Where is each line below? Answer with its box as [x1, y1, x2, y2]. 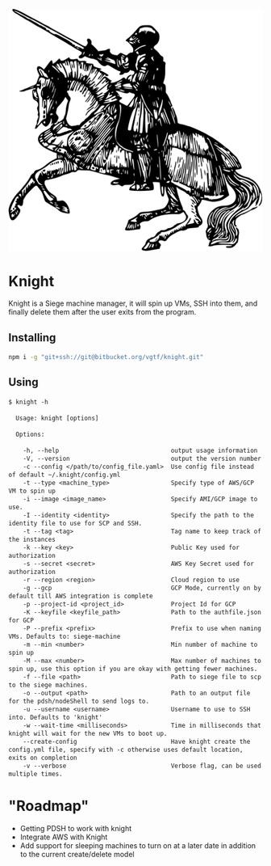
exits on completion [8, 754, 78, 762]
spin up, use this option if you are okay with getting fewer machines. [8, 665, 258, 673]
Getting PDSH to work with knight [19, 823, 132, 833]
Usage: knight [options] [15, 414, 99, 422]
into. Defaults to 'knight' [8, 713, 103, 721]
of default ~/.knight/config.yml [8, 471, 121, 479]
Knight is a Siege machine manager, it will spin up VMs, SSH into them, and [8, 298, 258, 308]
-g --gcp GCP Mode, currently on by [23, 584, 262, 592]
